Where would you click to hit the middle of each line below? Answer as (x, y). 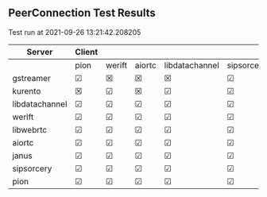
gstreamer (32, 78)
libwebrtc (30, 129)
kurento (27, 91)
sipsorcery (32, 168)
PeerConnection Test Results (82, 13)
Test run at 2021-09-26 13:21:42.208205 (75, 32)
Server (40, 52)
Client (87, 52)
